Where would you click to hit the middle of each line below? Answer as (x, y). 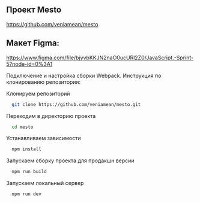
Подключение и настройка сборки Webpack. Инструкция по (84, 75)
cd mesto (23, 127)
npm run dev (27, 194)
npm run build (29, 172)
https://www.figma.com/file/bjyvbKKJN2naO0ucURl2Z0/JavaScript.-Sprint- (100, 57)
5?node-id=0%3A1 (29, 64)
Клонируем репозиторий (38, 93)
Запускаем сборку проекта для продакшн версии (70, 160)
